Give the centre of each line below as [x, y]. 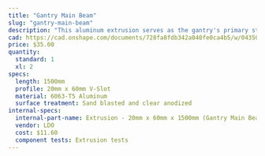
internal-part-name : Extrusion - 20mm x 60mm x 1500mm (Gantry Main [130, 118]
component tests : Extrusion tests [72, 140]
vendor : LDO [35, 125]
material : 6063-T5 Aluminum [62, 96]
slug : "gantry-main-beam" [50, 23]
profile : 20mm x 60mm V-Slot [63, 89]
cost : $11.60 [37, 132]
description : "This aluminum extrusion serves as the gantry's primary [128, 30]
